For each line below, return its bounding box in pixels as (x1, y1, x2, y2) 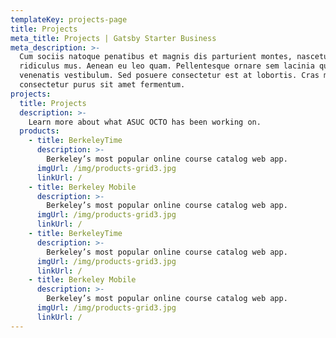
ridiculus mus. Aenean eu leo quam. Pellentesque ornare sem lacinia (19, 61, 315, 71)
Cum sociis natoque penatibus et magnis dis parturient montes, (19, 52, 293, 62)
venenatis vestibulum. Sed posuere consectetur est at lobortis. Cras (19, 71, 320, 81)
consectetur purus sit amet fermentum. (19, 80, 186, 90)
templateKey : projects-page (10, 14, 128, 25)
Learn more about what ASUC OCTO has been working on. (28, 117, 262, 127)
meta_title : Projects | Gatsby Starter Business (10, 33, 217, 43)
